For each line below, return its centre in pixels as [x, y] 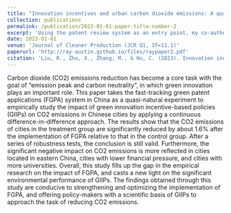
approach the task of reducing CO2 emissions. [73, 202]
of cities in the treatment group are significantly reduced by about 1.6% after [115, 128]
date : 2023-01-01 [32, 39]
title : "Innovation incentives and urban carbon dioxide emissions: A [110, 13]
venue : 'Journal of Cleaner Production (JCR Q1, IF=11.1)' [93, 45]
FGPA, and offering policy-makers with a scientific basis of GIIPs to [102, 194]
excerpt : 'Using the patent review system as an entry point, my [102, 33]
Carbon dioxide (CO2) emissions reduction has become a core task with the [114, 78]
